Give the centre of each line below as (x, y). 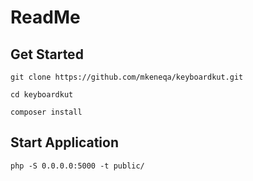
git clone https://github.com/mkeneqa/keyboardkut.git (127, 77)
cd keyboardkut (42, 95)
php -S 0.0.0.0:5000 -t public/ (77, 166)
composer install (46, 112)
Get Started (47, 54)
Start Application (64, 142)
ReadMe (45, 17)
